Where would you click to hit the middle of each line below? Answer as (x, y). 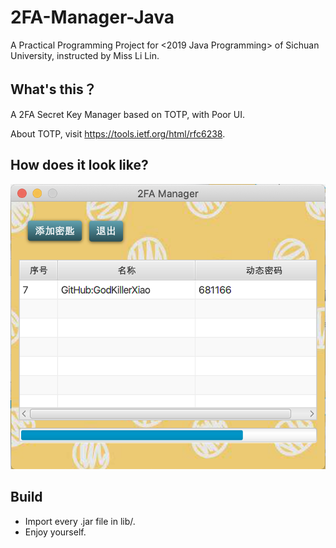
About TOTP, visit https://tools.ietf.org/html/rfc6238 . (118, 133)
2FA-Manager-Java (92, 17)
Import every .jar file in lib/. (80, 521)
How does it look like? (79, 165)
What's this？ (53, 89)
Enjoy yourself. (55, 532)
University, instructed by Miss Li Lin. (85, 55)
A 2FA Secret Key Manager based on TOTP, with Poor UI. (127, 114)
